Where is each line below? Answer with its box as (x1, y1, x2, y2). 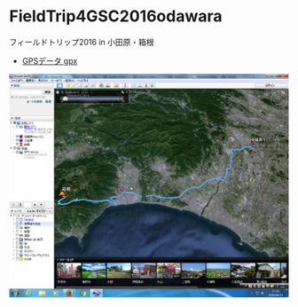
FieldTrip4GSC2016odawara (9, 6, 223, 27)
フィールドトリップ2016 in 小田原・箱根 (9, 36, 155, 47)
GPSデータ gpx (21, 55, 78, 66)
